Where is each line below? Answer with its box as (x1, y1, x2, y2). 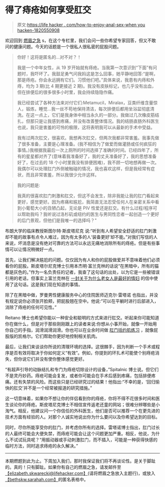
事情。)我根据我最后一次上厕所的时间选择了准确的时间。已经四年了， (17, 147, 155, 153)
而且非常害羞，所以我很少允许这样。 (26, 172, 99, 177)
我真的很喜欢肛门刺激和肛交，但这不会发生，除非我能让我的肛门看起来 (17, 193, 160, 199)
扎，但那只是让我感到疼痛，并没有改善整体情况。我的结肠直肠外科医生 (17, 118, 160, 124)
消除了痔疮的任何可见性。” (5, 304, 57, 310)
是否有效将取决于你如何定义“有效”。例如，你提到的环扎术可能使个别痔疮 (9, 349, 156, 355)
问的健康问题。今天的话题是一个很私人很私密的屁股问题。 (5, 43, 121, 49)
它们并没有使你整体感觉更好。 (26, 356, 87, 362)
